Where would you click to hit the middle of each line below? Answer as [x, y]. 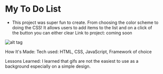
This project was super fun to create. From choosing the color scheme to [85, 22]
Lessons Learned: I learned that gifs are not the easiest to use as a [72, 61]
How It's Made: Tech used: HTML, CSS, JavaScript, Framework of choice [78, 52]
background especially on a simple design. [48, 66]
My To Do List [33, 9]
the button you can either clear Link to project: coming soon [72, 33]
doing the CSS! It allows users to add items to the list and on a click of [82, 27]
